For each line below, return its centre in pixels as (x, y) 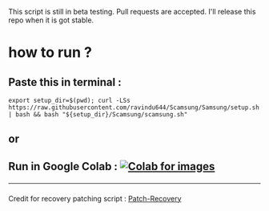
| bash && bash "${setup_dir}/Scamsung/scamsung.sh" (98, 115)
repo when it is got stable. (51, 20)
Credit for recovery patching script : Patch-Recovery (95, 198)
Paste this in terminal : (65, 82)
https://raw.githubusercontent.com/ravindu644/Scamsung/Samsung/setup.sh (134, 108)
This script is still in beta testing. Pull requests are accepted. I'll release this (132, 12)
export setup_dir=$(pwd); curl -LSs (69, 100)
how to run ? (50, 53)
